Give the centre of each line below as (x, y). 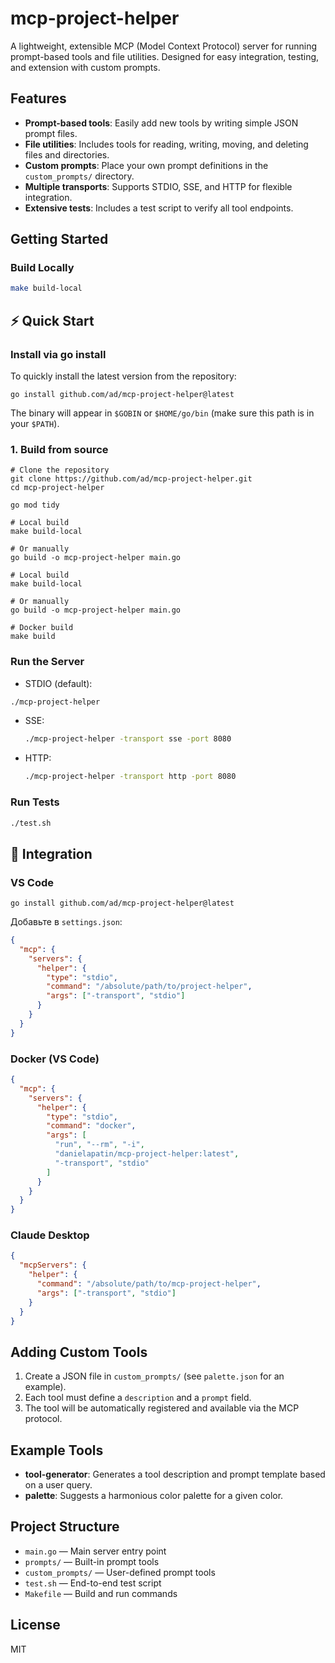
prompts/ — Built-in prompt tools (92, 1561)
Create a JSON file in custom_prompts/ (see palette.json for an (154, 1376)
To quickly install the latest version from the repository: (123, 376)
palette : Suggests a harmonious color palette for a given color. (154, 1496)
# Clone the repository (60, 470)
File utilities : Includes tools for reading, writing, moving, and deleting (166, 144)
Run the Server (47, 662)
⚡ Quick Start (52, 320)
